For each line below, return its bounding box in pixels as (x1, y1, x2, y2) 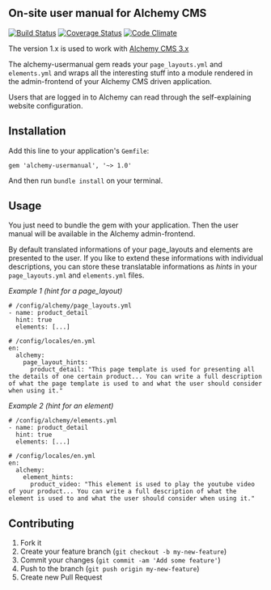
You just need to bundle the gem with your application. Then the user (8, 220, 239, 230)
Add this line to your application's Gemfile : (8, 146, 150, 155)
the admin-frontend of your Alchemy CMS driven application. (8, 76, 212, 86)
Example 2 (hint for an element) (8, 401, 114, 411)
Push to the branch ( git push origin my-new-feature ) (19, 564, 200, 574)
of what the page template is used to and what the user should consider (8, 380, 263, 388)
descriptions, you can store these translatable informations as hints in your (8, 262, 257, 272)
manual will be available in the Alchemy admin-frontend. (8, 229, 196, 239)
